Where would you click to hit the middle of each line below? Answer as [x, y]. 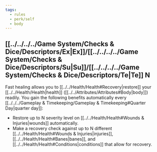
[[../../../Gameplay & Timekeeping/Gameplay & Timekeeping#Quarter [75, 103]
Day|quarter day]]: [24, 108]
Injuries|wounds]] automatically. [45, 123]
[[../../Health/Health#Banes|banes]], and [54, 139]
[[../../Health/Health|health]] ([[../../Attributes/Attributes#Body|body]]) [77, 92]
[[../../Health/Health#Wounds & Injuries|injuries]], [63, 134]
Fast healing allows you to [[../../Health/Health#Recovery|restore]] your [78, 87]
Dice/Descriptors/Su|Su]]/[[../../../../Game [72, 67]
